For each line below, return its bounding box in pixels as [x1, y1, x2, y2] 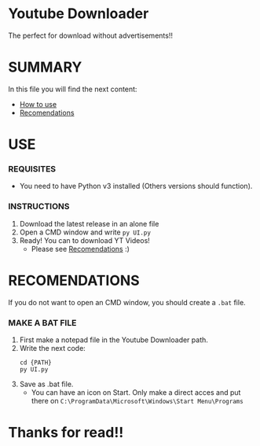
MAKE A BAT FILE [8, 317, 77, 328]
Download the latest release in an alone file [19, 219, 159, 228]
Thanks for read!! [8, 424, 124, 441]
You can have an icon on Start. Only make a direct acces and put [31, 387, 241, 397]
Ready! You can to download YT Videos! [19, 235, 151, 245]
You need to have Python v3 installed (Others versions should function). [19, 182, 253, 191]
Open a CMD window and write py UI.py [19, 227, 152, 237]
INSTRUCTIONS [8, 201, 70, 212]
